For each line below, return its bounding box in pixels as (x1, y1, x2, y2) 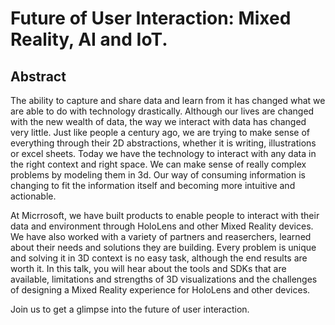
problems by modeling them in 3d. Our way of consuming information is (10, 169, 307, 181)
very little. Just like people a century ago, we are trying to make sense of (10, 127, 311, 138)
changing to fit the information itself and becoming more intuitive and (10, 180, 296, 191)
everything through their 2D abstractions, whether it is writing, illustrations (10, 137, 317, 149)
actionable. (10, 190, 57, 202)
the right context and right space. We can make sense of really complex (10, 158, 307, 170)
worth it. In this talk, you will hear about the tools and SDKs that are (10, 263, 287, 274)
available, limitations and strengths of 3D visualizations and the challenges (10, 273, 318, 285)
